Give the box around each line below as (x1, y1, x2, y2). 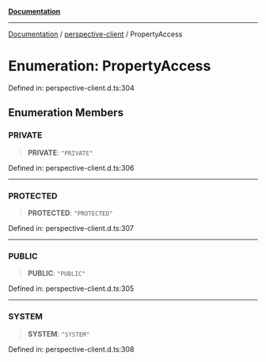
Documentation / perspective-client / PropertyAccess (8, 29, 183, 39)
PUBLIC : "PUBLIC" (27, 269, 85, 278)
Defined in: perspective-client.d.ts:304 (8, 83, 135, 92)
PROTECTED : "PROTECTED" (27, 208, 113, 217)
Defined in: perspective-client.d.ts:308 (8, 344, 135, 354)
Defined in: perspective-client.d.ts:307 (8, 223, 135, 232)
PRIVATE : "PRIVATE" (27, 148, 93, 157)
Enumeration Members (8, 106, 124, 119)
